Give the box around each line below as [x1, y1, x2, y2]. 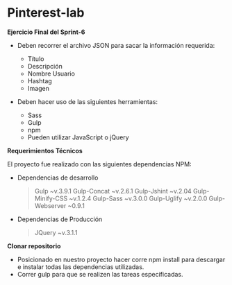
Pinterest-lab [7, 5, 85, 21]
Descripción [27, 62, 63, 70]
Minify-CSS [34, 194, 68, 202]
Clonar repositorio [7, 241, 61, 250]
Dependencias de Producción [17, 215, 103, 223]
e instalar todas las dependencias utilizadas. [17, 262, 144, 271]
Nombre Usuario [27, 69, 75, 78]
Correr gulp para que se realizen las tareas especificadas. [17, 270, 183, 278]
